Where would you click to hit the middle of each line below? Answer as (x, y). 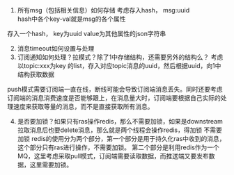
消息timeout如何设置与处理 (56, 48)
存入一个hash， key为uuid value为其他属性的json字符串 (87, 34)
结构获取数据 (36, 74)
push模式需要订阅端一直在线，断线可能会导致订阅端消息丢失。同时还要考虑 (115, 89)
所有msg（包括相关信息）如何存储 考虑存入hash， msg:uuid (103, 10)
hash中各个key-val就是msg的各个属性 (71, 19)
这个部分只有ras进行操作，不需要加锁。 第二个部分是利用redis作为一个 (118, 147)
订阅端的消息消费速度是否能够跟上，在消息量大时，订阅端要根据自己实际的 (114, 98)
